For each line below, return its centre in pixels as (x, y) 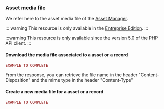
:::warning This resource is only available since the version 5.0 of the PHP (82, 38)
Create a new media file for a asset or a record (54, 91)
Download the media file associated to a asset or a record (67, 55)
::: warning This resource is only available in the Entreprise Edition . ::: (77, 28)
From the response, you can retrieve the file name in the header (71, 75)
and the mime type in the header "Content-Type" (82, 80)
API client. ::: (18, 43)
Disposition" (18, 80)
